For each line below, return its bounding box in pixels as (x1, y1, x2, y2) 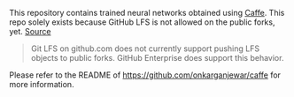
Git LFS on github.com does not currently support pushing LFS (30, 43, 259, 54)
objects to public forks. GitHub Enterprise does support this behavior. (30, 53, 284, 63)
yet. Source (9, 26, 51, 36)
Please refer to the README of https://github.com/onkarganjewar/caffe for (9, 70, 282, 80)
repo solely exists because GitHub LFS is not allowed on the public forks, (9, 17, 275, 27)
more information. (9, 79, 74, 89)
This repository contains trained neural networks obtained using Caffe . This (9, 8, 285, 18)
